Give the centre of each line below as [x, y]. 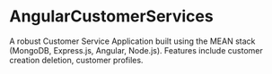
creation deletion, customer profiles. [76, 60]
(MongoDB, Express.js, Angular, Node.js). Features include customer [136, 50]
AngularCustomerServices [111, 16]
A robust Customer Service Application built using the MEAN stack [132, 41]
